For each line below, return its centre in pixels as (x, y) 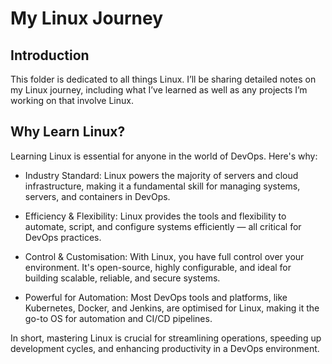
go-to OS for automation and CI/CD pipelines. (118, 318)
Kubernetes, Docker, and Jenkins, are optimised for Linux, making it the (172, 308)
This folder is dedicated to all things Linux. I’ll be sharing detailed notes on (163, 79)
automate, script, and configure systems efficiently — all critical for (163, 226)
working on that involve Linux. (72, 100)
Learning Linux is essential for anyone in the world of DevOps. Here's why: (164, 156)
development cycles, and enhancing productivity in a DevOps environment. (165, 348)
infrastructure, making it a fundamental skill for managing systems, (162, 186)
